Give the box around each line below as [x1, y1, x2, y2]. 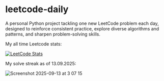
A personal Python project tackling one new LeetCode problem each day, [5, 20, 159, 26]
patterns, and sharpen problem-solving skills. [5, 31, 101, 37]
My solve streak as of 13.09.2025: [5, 60, 76, 66]
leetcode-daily [5, 4, 69, 15]
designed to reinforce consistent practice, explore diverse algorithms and [5, 25, 159, 31]
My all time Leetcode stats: [5, 40, 62, 47]
